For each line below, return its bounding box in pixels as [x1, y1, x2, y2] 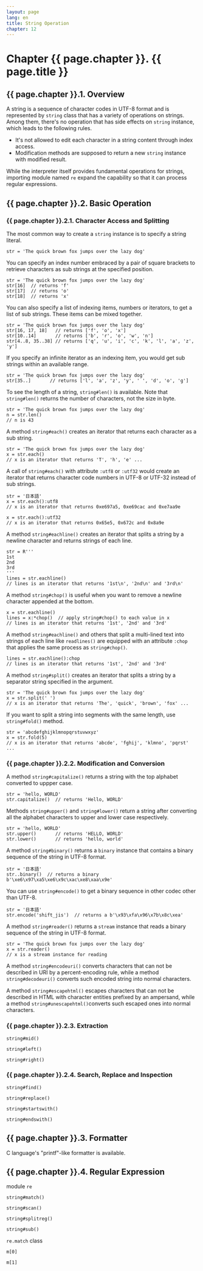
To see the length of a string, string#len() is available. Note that [6, 388, 168, 395]
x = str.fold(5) [6, 734, 47, 741]
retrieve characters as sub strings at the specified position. [6, 265, 154, 272]
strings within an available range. [6, 360, 89, 368]
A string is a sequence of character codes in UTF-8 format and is [6, 105, 170, 113]
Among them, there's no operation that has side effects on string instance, [6, 118, 194, 125]
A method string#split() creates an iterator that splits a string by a [6, 671, 176, 679]
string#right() [6, 1056, 45, 1063]
